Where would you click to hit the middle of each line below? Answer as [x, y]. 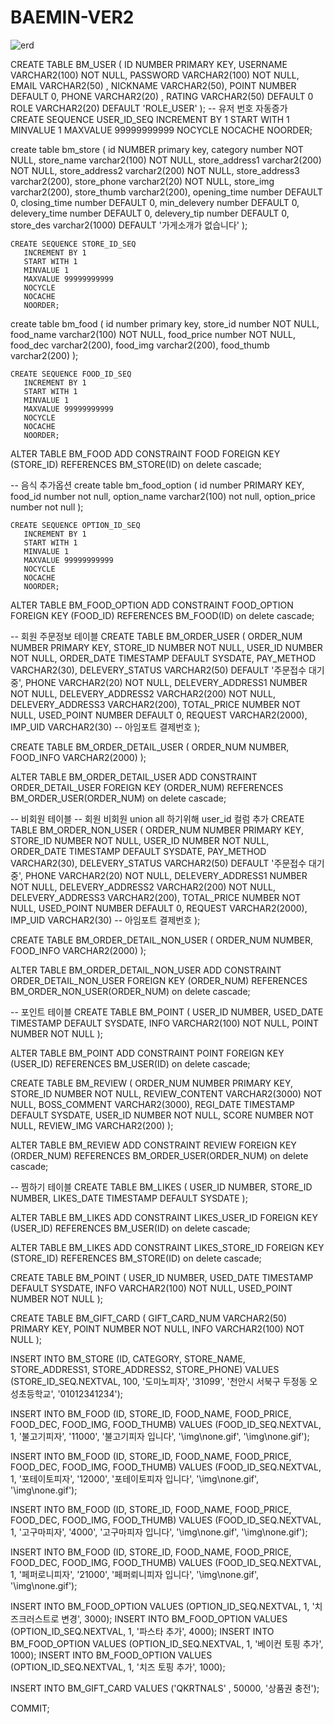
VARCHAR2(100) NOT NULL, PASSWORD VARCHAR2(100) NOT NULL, [155, 75]
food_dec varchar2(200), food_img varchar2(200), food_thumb [140, 345]
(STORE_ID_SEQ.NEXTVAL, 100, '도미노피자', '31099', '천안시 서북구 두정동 [159, 1381]
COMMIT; [30, 1708]
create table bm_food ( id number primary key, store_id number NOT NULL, [165, 323]
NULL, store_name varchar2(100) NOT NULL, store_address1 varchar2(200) [166, 160]
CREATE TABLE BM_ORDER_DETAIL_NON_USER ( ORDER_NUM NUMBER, [162, 940]
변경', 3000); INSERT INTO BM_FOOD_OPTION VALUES [174, 1618]
